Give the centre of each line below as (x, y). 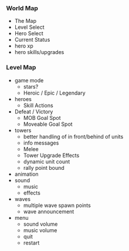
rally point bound (44, 168)
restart (31, 243)
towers (23, 130)
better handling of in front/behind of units (73, 136)
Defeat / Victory (34, 111)
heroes (23, 99)
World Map (22, 8)
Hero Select (29, 34)
